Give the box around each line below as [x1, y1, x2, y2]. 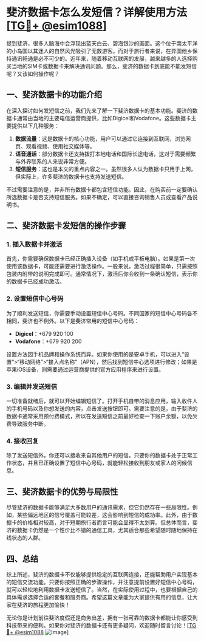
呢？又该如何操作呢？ [6, 70, 59, 77]
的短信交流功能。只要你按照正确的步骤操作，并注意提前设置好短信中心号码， [6, 578, 198, 586]
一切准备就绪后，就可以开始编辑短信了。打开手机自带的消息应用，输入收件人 [6, 397, 198, 405]
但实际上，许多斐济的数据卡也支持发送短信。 [15, 172, 127, 180]
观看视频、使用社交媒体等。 [25, 142, 95, 149]
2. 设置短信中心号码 [6, 295, 64, 303]
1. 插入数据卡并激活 [6, 241, 63, 249]
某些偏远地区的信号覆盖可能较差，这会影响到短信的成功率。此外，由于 [16, 511, 192, 519]
